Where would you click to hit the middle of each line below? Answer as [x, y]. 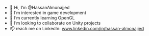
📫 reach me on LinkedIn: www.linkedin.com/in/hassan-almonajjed [77, 28]
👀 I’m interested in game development [48, 13]
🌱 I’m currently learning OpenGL [42, 18]
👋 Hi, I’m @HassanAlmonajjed [40, 8]
